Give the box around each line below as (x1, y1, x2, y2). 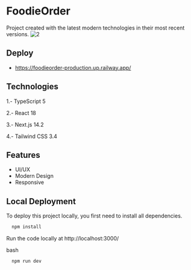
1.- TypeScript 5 (6, 98, 46, 105)
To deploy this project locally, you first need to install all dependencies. (6, 212, 183, 219)
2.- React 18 (6, 109, 36, 116)
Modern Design (14, 172, 54, 180)
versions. (6, 30, 29, 37)
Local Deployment (6, 196, 77, 206)
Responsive (14, 179, 44, 186)
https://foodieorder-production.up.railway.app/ (14, 64, 131, 71)
